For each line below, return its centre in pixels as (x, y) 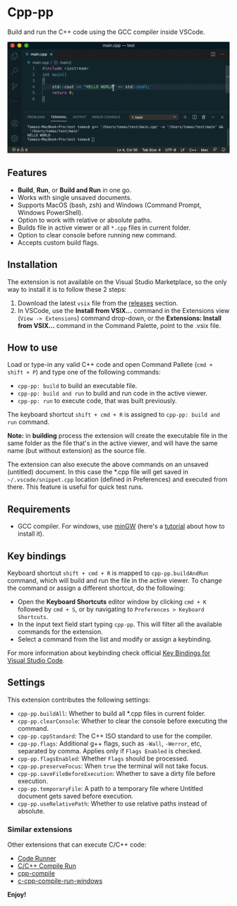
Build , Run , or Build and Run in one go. (74, 190)
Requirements (39, 509)
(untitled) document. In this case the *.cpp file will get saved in (98, 472)
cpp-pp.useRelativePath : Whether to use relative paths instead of (112, 804)
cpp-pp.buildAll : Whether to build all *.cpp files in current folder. (111, 713)
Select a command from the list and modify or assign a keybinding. (115, 639)
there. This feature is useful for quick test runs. (75, 487)
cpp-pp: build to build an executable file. (77, 386)
